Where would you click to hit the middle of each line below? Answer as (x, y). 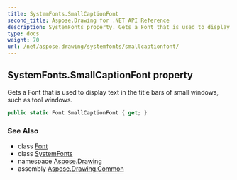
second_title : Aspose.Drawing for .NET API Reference (89, 20)
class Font (33, 146)
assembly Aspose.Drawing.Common (71, 168)
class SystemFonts (45, 153)
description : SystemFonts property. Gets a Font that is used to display (119, 27)
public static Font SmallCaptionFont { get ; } (77, 113)
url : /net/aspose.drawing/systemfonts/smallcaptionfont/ (93, 47)
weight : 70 (23, 40)
